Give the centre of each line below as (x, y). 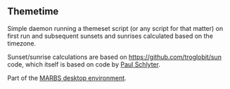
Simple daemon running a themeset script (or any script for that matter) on (115, 28)
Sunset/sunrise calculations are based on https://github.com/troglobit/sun (114, 57)
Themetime (33, 12)
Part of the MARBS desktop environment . (67, 78)
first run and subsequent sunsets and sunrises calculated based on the (110, 36)
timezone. (22, 43)
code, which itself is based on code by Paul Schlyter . (84, 64)
